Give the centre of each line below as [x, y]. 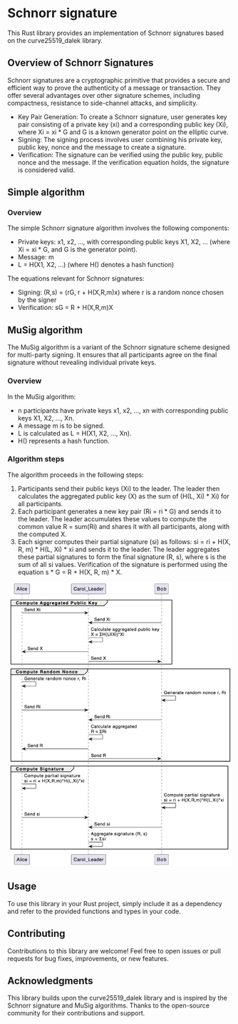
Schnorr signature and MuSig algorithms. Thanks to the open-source [109, 1005]
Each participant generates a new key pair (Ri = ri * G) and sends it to [119, 511]
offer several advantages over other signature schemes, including [104, 95]
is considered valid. [46, 170]
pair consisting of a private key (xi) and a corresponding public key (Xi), [123, 124]
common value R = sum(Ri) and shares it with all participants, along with [124, 526]
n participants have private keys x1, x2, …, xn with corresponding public [123, 410]
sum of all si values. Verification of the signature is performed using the [123, 564]
